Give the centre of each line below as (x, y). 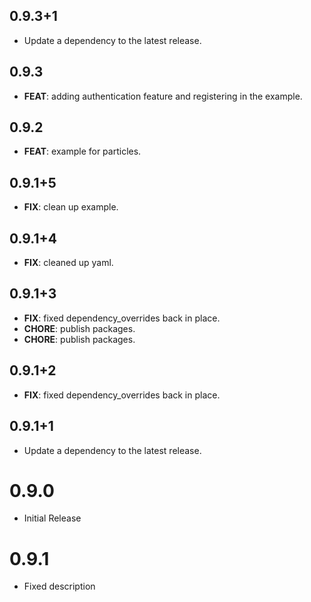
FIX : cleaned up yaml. (68, 263)
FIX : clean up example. (71, 207)
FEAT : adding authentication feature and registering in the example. (163, 96)
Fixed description (59, 586)
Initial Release (52, 518)
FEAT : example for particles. (82, 151)
